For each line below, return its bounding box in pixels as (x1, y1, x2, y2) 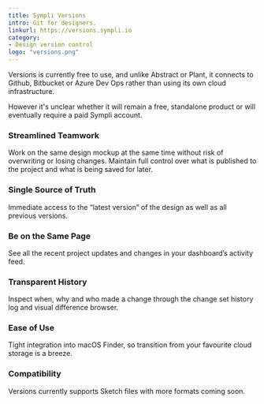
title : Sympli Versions (8, 11, 87, 20)
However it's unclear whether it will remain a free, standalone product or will (8, 102, 256, 111)
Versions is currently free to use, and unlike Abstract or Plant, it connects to (8, 70, 254, 79)
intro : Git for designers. (8, 19, 97, 27)
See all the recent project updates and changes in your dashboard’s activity (8, 248, 254, 257)
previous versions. (8, 211, 69, 220)
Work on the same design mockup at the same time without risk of (8, 148, 224, 158)
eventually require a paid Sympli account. (8, 110, 143, 119)
